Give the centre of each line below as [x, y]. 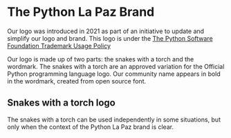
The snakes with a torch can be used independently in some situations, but [114, 119]
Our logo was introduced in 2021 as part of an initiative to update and [106, 31]
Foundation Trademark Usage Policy [59, 46]
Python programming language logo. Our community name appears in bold [114, 74]
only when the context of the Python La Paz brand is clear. [91, 127]
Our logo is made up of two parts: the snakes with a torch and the [101, 59]
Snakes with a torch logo [61, 103]
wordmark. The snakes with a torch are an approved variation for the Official [116, 66]
